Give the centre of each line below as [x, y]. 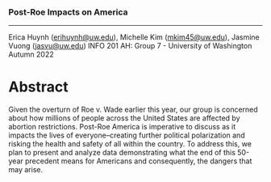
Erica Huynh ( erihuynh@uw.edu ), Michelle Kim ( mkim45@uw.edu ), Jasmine [134, 37]
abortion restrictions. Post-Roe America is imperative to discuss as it [122, 127]
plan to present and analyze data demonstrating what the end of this [122, 153]
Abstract [38, 87]
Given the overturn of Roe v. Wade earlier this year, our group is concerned [133, 110]
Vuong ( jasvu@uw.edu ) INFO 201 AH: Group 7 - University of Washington [130, 46]
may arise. [25, 170]
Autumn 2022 [31, 54]
